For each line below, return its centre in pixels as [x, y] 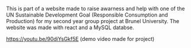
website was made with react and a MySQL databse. [70, 27]
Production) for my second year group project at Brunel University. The [93, 21]
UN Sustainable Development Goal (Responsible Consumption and [87, 15]
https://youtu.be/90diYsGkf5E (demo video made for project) [80, 39]
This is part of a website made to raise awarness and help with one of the [96, 9]
